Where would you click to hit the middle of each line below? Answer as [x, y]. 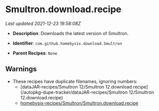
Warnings [21, 69]
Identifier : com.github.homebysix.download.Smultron [67, 43]
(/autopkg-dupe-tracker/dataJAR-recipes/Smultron [74, 92]
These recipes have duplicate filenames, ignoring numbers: [75, 81]
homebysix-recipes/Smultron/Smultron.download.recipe [79, 103]
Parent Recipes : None [35, 53]
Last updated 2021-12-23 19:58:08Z [43, 23]
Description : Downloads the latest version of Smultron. [71, 33]
